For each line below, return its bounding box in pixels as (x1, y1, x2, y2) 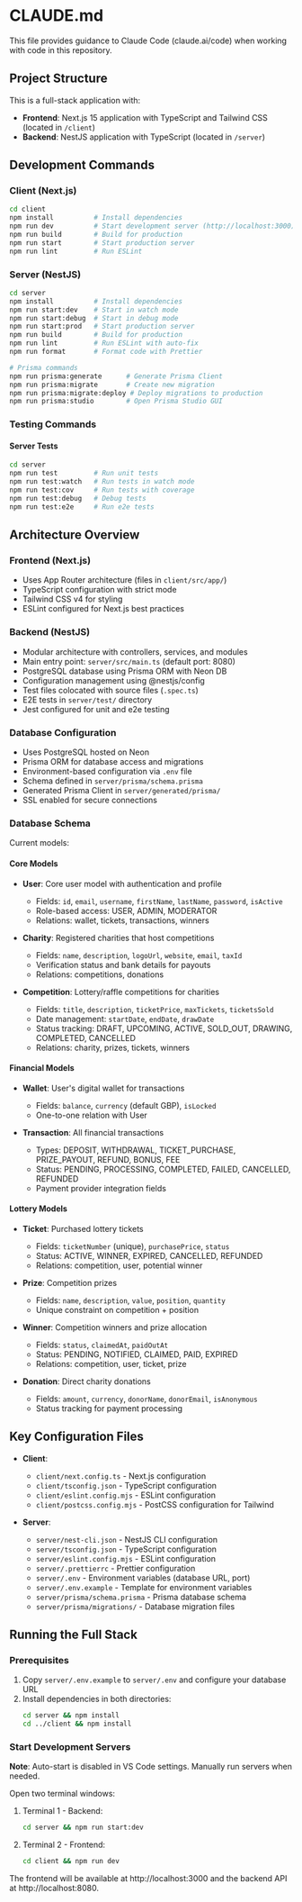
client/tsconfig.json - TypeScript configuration (35, 1480, 218, 1490)
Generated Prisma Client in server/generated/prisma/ (22, 785, 221, 796)
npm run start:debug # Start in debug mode (9, 313, 179, 322)
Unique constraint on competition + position (35, 1304, 200, 1315)
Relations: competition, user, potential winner (35, 1260, 203, 1271)
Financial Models (9, 1063, 75, 1073)
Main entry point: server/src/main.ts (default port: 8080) (22, 656, 236, 666)
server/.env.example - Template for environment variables (35, 1581, 253, 1592)
